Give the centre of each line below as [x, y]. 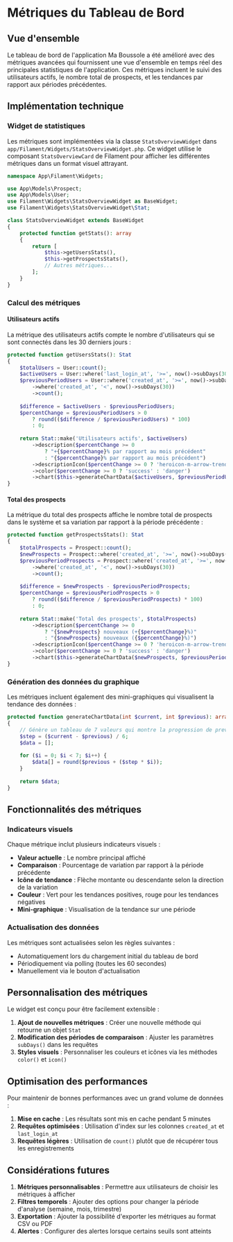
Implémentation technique [66, 107]
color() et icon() [42, 1060]
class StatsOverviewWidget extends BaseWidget [76, 221]
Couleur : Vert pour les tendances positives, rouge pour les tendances [118, 895]
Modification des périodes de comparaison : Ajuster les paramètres [115, 1037]
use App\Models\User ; [38, 195]
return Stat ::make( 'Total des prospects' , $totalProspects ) [108, 619]
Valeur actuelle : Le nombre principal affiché [81, 858]
